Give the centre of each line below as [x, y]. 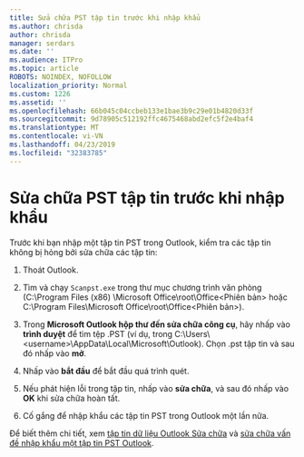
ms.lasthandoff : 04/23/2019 [63, 144]
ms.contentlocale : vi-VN [56, 136]
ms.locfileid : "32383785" [58, 153]
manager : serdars [42, 43]
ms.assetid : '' [38, 102]
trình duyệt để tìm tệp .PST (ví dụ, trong [98, 333]
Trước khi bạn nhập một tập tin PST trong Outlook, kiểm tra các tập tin [140, 243]
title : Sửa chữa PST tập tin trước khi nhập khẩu [105, 18]
